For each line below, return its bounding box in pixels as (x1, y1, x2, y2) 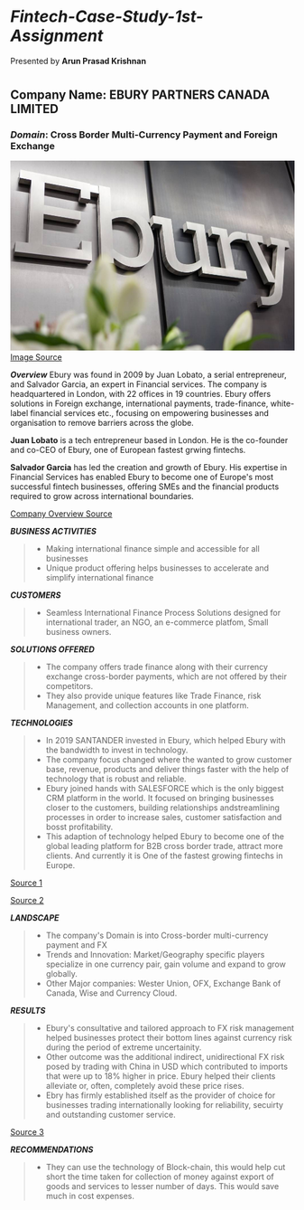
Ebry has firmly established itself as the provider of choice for (45, 1090, 276, 1101)
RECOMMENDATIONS (10, 1144, 94, 1155)
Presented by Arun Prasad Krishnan (10, 55, 147, 66)
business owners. (45, 627, 112, 638)
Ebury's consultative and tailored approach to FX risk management (45, 1023, 295, 1034)
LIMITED (10, 101, 60, 117)
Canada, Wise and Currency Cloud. (45, 988, 178, 998)
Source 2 (10, 895, 44, 906)
